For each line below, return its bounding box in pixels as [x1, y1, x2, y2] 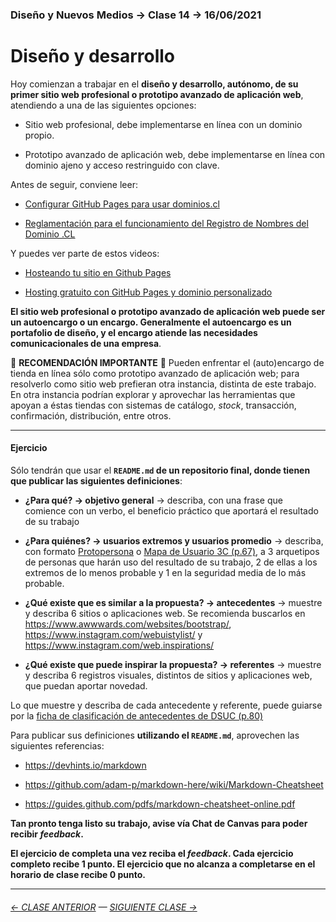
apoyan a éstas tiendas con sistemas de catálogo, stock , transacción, [10, 399, 297, 411]
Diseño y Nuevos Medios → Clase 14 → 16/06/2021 [10, 8, 262, 22]
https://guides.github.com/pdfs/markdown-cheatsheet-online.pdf [24, 798, 296, 810]
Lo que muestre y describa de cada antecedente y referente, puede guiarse [10, 699, 323, 712]
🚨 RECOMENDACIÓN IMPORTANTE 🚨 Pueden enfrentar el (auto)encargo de [10, 356, 325, 368]
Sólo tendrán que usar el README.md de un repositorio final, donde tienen [10, 464, 311, 477]
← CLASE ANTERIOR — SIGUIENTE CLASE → [10, 901, 198, 913]
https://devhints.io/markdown [24, 759, 147, 772]
